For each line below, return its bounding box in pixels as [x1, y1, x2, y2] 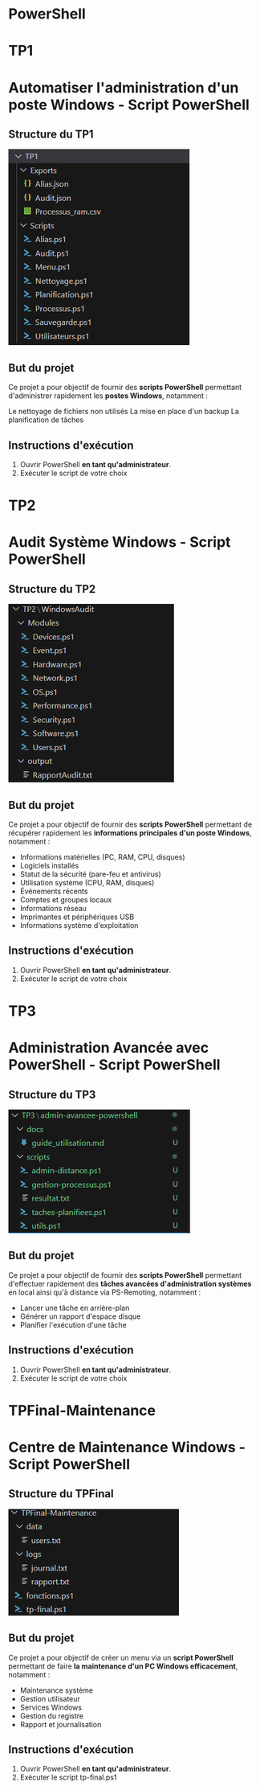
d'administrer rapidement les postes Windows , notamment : [8, 391, 209, 400]
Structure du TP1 [8, 127, 94, 141]
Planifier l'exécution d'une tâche [19, 1320, 127, 1329]
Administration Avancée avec [8, 1039, 209, 1057]
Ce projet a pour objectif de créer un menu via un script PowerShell [8, 1652, 234, 1662]
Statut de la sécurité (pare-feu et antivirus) [19, 869, 162, 879]
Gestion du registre [19, 1710, 84, 1721]
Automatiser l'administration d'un [8, 78, 239, 96]
